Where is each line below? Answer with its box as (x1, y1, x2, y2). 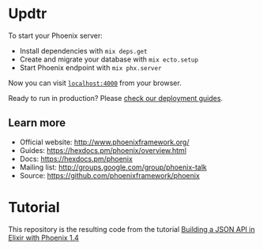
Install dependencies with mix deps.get (19, 46, 148, 55)
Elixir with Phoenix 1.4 (8, 233, 79, 242)
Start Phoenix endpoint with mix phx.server (19, 62, 162, 72)
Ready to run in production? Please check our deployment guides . (8, 93, 224, 103)
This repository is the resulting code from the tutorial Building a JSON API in (8, 224, 255, 233)
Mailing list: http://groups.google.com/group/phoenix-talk (19, 162, 208, 172)
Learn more (8, 116, 66, 130)
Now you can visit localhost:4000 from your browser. (8, 78, 182, 88)
